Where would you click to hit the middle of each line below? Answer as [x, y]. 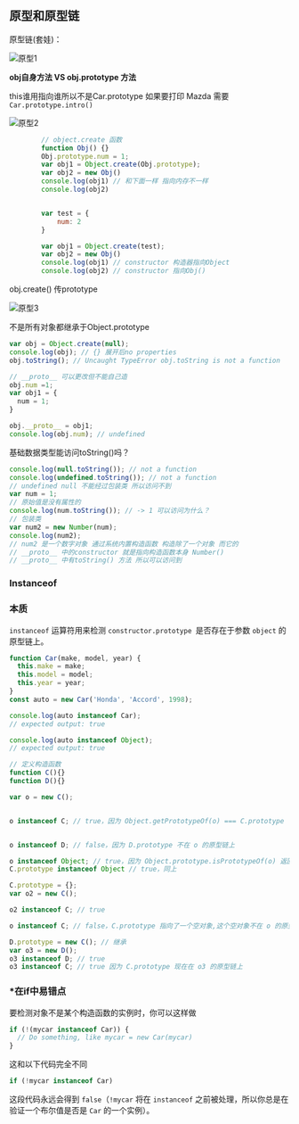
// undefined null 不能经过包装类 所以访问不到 [90, 486]
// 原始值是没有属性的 [45, 502]
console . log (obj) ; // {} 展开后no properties [93, 352]
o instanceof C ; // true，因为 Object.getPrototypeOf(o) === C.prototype [147, 821]
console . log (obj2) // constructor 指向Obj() [124, 271]
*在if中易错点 [38, 991]
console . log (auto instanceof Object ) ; [81, 740]
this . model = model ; [55, 675]
